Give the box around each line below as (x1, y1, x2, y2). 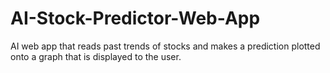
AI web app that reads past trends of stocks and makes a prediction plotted (10, 40, 321, 52)
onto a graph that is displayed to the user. (10, 50, 182, 62)
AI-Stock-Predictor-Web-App (10, 7, 261, 30)
